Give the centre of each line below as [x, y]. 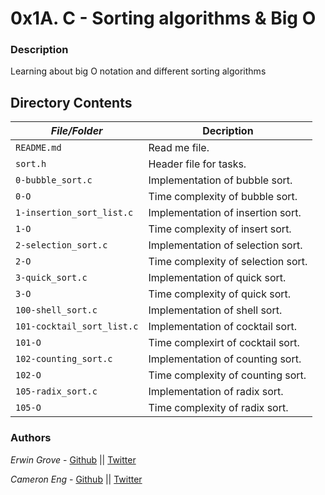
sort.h [31, 164]
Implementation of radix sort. [216, 392]
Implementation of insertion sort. [225, 213]
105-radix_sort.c [56, 391]
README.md [38, 148]
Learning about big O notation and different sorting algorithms [138, 71]
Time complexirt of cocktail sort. [224, 343]
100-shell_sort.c [56, 310]
